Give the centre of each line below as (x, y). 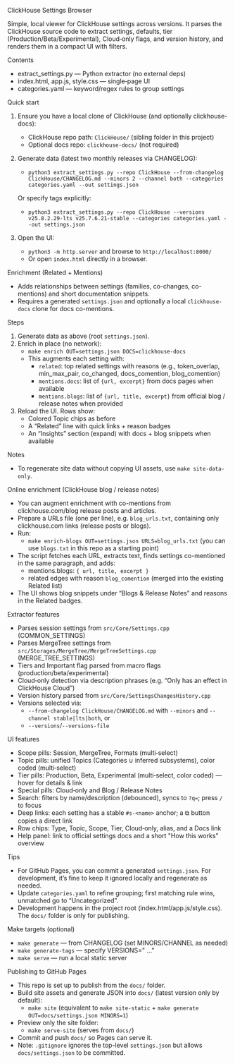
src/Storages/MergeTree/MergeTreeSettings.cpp (87, 651)
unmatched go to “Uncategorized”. (68, 900)
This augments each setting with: (76, 358)
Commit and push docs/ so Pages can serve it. (85, 1038)
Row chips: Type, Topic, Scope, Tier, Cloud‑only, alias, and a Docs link (119, 828)
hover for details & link (50, 783)
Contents (20, 60)
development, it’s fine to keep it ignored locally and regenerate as (112, 878)
